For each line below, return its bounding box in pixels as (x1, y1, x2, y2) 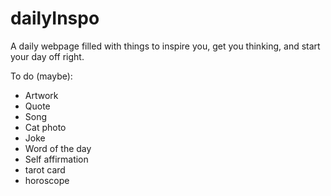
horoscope (24, 174, 70, 186)
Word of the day (24, 142, 92, 154)
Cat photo (24, 121, 67, 133)
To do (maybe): (10, 70, 73, 82)
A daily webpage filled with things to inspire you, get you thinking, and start (10, 40, 321, 52)
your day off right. (10, 50, 85, 62)
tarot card (24, 163, 66, 176)
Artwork (24, 89, 59, 101)
